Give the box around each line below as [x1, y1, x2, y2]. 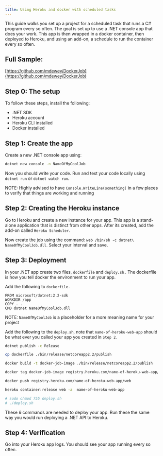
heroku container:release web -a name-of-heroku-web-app [5, 387, 125, 392]
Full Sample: [5, 55, 43, 64]
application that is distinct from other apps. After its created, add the [17, 222, 154, 228]
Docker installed [12, 125, 45, 131]
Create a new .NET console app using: [5, 152, 82, 158]
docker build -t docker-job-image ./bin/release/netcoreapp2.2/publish [5, 361, 153, 366]
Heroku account [12, 115, 45, 121]
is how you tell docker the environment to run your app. [5, 274, 116, 280]
